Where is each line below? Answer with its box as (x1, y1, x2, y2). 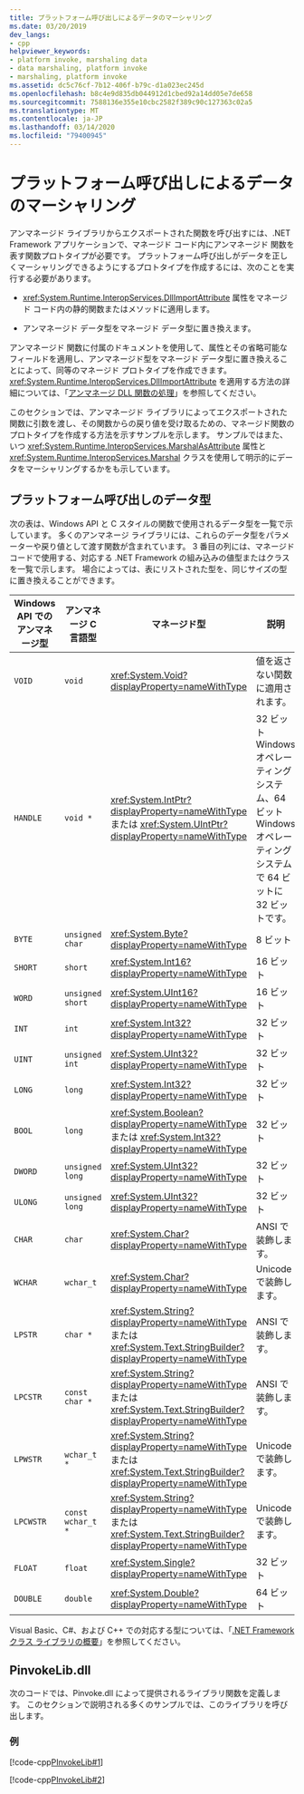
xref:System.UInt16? (109, 985, 198, 998)
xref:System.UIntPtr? (139, 818, 228, 830)
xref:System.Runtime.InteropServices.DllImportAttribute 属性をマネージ (22, 292, 288, 303)
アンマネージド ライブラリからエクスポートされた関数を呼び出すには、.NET (9, 228, 291, 238)
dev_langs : (9, 30, 51, 39)
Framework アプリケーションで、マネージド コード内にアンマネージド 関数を (9, 238, 295, 249)
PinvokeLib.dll (9, 1663, 91, 1678)
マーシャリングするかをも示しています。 (24, 463, 175, 474)
